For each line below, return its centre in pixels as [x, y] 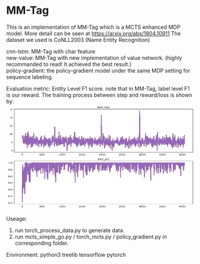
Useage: [16, 218]
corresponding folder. [42, 243]
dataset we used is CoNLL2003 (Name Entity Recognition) [78, 40]
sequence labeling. [30, 77]
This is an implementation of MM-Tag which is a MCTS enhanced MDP [93, 27]
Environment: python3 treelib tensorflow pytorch [66, 254]
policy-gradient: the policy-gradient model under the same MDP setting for [98, 70]
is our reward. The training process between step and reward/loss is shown [99, 95]
